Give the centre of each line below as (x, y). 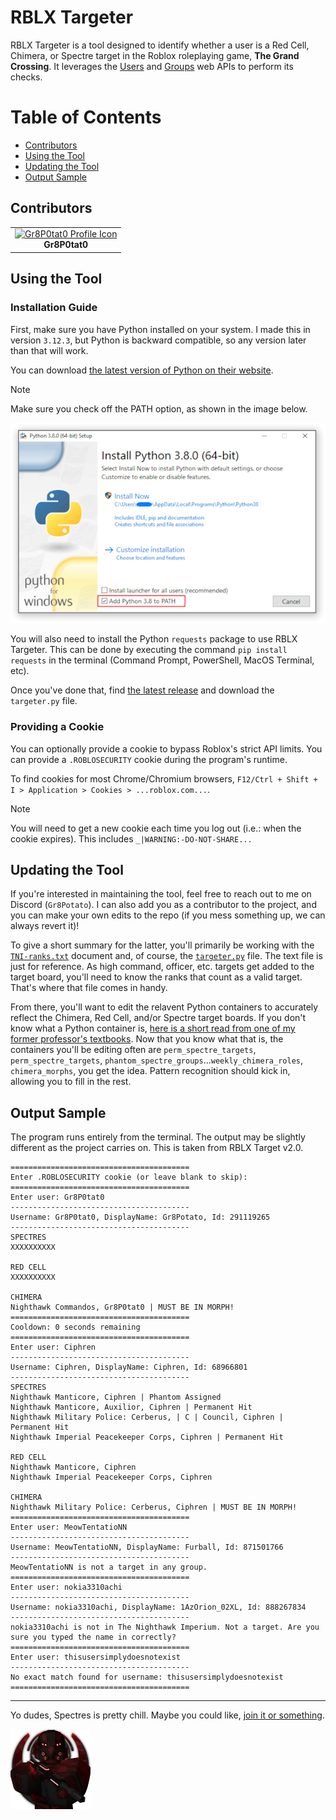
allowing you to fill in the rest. (71, 1082)
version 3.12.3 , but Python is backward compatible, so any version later (158, 340)
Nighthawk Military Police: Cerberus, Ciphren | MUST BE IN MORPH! (154, 1507)
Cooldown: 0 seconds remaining (75, 1327)
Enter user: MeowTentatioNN (69, 1527)
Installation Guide (54, 308)
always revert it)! (45, 926)
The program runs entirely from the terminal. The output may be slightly (158, 1137)
